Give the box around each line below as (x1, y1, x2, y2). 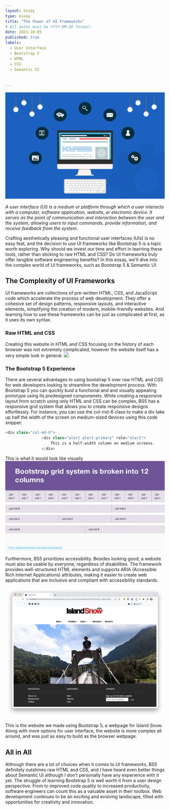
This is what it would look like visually (5, 455, 83, 461)
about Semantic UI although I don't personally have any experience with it (5, 772, 159, 778)
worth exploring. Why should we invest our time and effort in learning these (5, 246, 163, 252)
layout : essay (5, 8, 35, 13)
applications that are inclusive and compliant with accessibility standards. (5, 577, 158, 583)
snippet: (5, 420, 22, 426)
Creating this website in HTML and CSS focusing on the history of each (5, 341, 154, 347)
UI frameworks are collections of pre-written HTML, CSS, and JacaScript (5, 290, 157, 296)
